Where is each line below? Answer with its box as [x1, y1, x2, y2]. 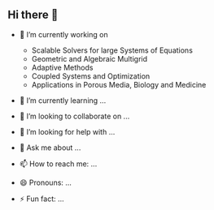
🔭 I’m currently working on [19, 29, 108, 39]
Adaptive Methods [31, 62, 94, 72]
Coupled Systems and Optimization [31, 71, 151, 81]
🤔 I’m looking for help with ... [19, 126, 116, 136]
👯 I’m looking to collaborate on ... [19, 111, 130, 121]
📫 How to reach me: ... [19, 159, 98, 169]
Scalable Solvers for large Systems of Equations [31, 45, 193, 55]
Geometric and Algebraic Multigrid [31, 54, 148, 63]
